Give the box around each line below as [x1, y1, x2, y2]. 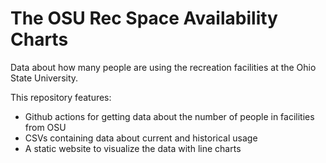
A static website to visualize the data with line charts [24, 142, 242, 154]
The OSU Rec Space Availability [10, 7, 278, 30]
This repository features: [10, 91, 112, 103]
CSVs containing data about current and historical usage [24, 132, 258, 144]
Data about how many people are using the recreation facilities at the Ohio [10, 61, 317, 73]
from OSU [24, 121, 67, 133]
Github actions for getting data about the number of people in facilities [24, 110, 315, 122]
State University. [10, 72, 79, 84]
